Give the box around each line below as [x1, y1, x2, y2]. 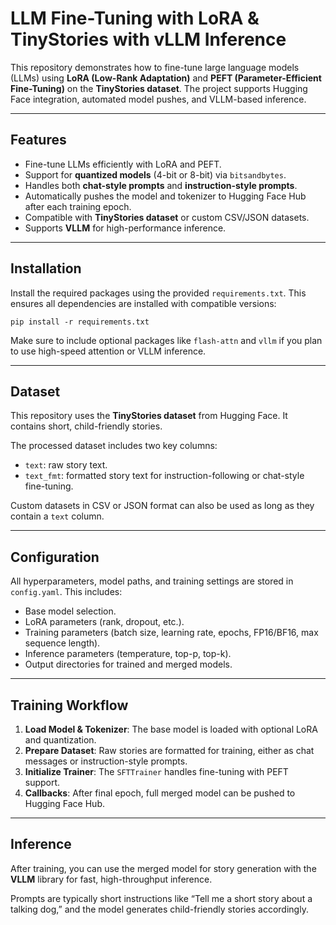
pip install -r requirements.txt [10, 317, 150, 327]
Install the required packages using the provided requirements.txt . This [10, 287, 307, 299]
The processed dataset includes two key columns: [10, 440, 218, 452]
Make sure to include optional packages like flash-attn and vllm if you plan [10, 334, 323, 346]
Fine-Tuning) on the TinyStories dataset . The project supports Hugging [10, 82, 308, 94]
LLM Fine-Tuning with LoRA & [10, 7, 260, 30]
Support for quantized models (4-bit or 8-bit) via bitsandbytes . [24, 168, 287, 181]
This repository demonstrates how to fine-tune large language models [10, 61, 300, 73]
